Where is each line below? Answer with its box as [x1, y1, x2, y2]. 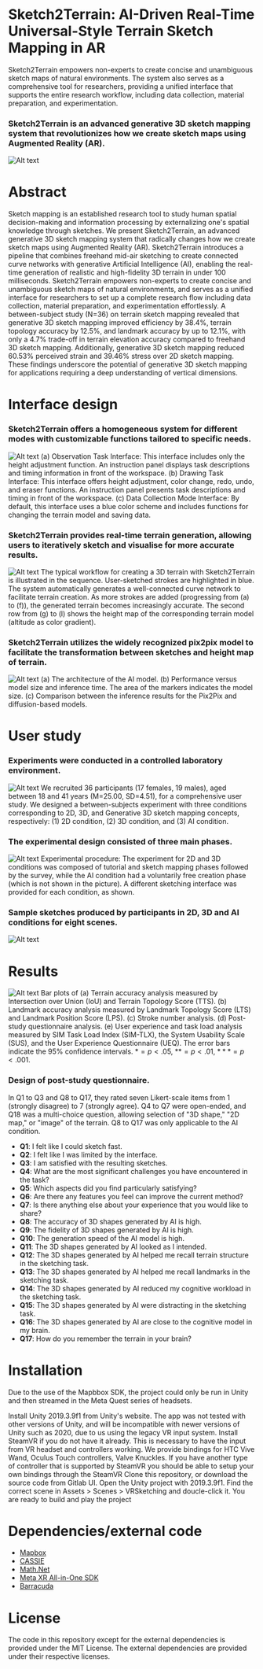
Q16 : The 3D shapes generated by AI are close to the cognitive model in [19, 1316, 253, 1327]
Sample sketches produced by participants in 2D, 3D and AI [8, 907, 239, 918]
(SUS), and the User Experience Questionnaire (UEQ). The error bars [8, 1039, 230, 1048]
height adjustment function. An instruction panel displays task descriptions [8, 460, 250, 469]
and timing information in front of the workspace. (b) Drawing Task [8, 468, 224, 478]
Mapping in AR [8, 39, 106, 57]
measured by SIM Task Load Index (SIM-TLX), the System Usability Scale [8, 1030, 246, 1039]
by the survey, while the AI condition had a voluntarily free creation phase [8, 871, 247, 881]
